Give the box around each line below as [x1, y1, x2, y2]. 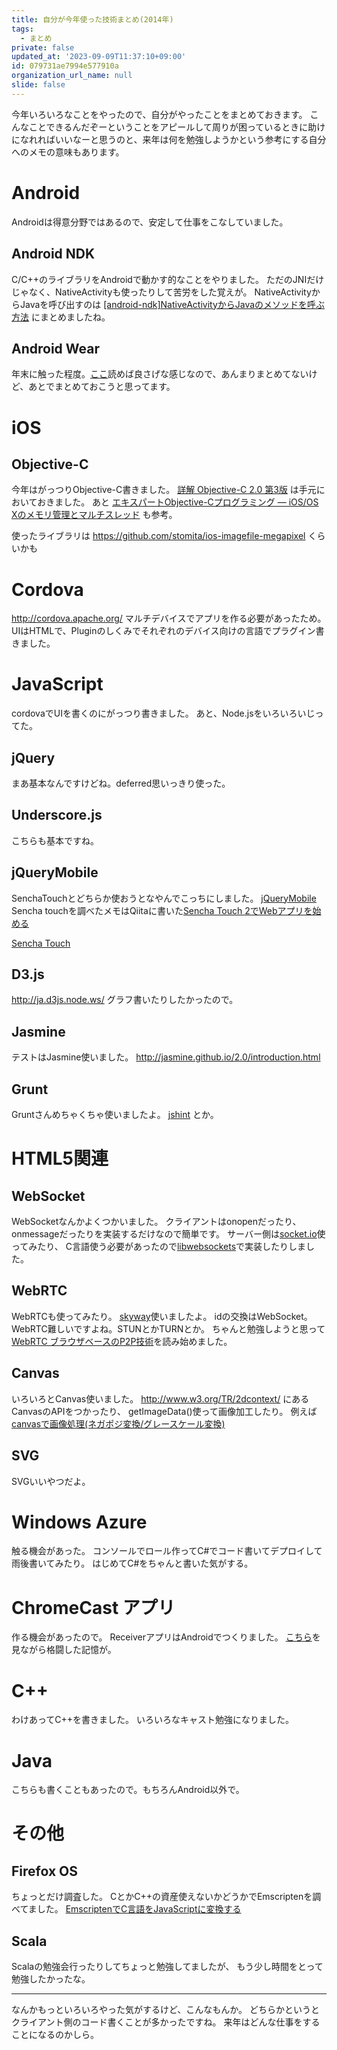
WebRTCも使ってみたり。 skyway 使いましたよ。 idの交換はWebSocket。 [11, 1310, 313, 1322]
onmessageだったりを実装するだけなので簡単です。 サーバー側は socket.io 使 [11, 1228, 326, 1240]
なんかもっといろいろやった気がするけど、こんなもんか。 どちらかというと [11, 2004, 320, 2016]
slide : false [11, 80, 66, 90]
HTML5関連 [11, 1147, 109, 1170]
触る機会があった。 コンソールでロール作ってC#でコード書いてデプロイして [11, 1545, 323, 1557]
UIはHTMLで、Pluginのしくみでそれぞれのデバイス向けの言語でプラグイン [11, 625, 316, 637]
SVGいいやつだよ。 [11, 1475, 91, 1487]
